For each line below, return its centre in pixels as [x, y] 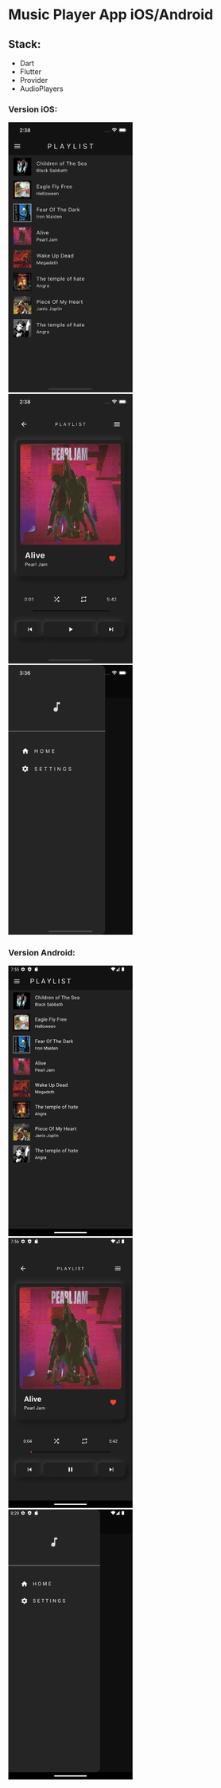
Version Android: [42, 952]
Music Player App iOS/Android [111, 15]
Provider [34, 80]
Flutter [31, 72]
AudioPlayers [41, 89]
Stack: [25, 44]
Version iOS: [33, 109]
